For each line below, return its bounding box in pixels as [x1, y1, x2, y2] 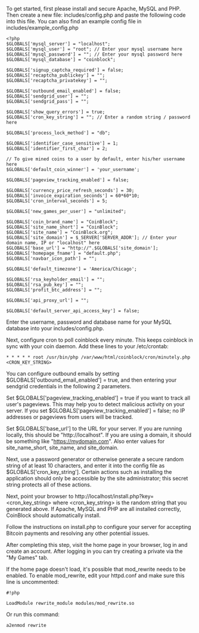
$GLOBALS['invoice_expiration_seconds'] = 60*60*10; [6, 193, 140, 199]
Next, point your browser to [6, 493, 74, 500]
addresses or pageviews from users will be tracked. [6, 413, 133, 421]
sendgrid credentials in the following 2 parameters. [6, 383, 132, 389]
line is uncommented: [6, 579, 59, 585]
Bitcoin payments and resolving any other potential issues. [6, 529, 150, 537]
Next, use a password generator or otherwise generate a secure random [6, 456, 184, 462]
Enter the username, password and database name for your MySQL [6, 318, 172, 325]
